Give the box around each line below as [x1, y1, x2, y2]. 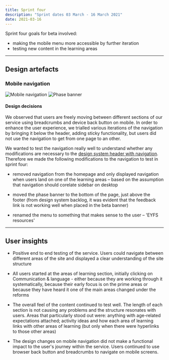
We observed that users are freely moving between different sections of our [5, 114, 163, 120]
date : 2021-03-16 [5, 17, 42, 22]
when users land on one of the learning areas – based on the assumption [12, 177, 164, 183]
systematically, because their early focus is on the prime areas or [12, 281, 148, 287]
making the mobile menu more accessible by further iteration [12, 40, 139, 46]
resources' [12, 218, 35, 224]
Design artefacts [5, 65, 59, 74]
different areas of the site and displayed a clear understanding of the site [12, 255, 164, 262]
